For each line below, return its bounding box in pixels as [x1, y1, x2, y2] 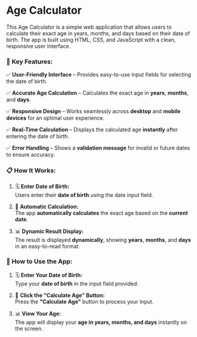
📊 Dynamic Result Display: [14, 227, 84, 235]
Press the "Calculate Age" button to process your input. [14, 297, 154, 305]
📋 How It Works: [6, 166, 56, 175]
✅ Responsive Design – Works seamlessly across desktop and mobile [6, 108, 181, 115]
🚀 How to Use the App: [6, 257, 73, 266]
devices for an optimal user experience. [6, 114, 104, 122]
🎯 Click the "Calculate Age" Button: [14, 292, 105, 299]
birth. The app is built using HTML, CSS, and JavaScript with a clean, [6, 36, 176, 43]
